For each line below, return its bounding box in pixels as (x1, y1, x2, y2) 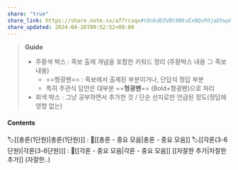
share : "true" (7, 10, 50, 18)
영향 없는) (35, 102, 63, 110)
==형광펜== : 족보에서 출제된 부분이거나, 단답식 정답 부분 (45, 75, 204, 84)
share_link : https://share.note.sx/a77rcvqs (7, 17, 141, 24)
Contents (7, 118, 35, 127)
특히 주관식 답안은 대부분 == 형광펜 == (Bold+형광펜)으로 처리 (45, 84, 215, 93)
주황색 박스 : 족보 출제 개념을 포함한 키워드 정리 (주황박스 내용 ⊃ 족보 (35, 57, 227, 66)
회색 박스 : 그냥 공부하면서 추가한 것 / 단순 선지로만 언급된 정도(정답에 (35, 93, 227, 101)
